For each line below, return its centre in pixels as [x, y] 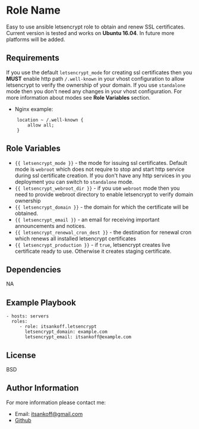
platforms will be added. [36, 39]
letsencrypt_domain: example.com [66, 332]
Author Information [42, 388]
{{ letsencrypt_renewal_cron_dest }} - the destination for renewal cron [103, 232]
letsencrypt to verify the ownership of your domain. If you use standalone [96, 85]
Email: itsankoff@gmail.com [49, 414]
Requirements [33, 58]
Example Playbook [41, 302]
